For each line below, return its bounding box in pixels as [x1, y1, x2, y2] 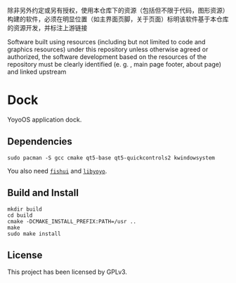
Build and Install [7, 187, 79, 199]
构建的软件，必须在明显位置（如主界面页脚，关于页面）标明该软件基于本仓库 [7, 15, 229, 23]
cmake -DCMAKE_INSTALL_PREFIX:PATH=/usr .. [7, 218, 137, 225]
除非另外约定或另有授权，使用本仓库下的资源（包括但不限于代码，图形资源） [7, 6, 229, 14]
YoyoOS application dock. [7, 115, 82, 124]
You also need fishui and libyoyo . [7, 166, 107, 175]
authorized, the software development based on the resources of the [7, 53, 207, 61]
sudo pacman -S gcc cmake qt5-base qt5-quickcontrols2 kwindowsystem [7, 154, 216, 162]
